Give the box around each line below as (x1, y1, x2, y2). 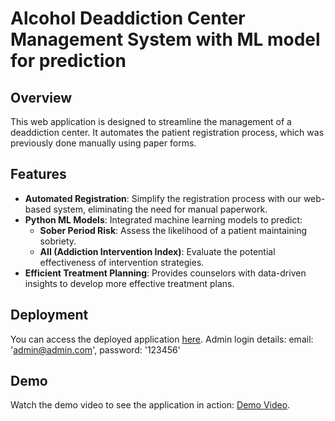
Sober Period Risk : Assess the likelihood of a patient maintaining (39, 224, 307, 236)
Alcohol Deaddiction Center (10, 7, 246, 30)
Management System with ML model (10, 28, 321, 51)
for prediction (10, 50, 127, 72)
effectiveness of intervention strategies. (39, 256, 205, 268)
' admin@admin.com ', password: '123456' (10, 343, 181, 356)
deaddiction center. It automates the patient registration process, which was (10, 127, 325, 138)
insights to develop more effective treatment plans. (24, 277, 235, 289)
